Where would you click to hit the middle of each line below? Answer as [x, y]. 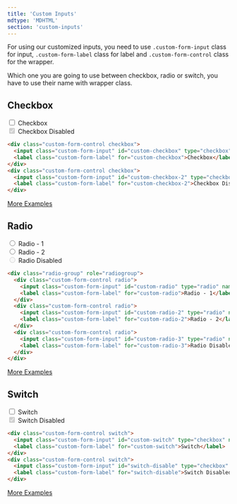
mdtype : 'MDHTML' [33, 20]
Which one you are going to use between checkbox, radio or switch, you [113, 75]
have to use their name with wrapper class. [70, 83]
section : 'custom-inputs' [45, 27]
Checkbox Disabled [46, 132]
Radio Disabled [40, 260]
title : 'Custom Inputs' [42, 14]
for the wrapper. [31, 62]
